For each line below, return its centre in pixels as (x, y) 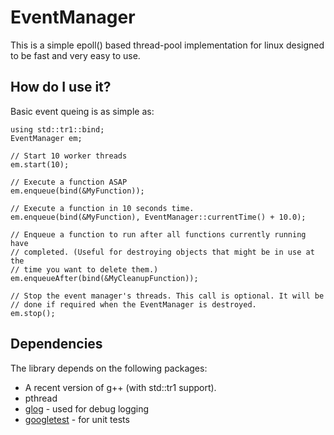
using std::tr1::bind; (57, 129)
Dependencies (56, 344)
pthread (41, 398)
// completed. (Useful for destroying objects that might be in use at (162, 252)
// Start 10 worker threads (69, 156)
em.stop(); (33, 313)
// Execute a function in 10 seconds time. (102, 208)
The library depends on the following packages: (109, 368)
